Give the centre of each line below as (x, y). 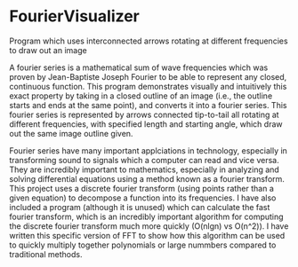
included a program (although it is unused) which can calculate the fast (140, 207)
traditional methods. (46, 254)
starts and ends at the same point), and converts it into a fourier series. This (148, 105)
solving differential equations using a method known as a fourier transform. (147, 178)
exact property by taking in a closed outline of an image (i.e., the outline (141, 96)
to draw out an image (48, 50)
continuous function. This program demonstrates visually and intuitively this (148, 86)
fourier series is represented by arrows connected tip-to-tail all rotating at (144, 114)
